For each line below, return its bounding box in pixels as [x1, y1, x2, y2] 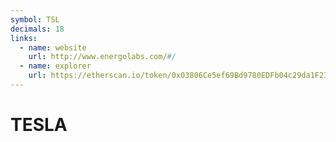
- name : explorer [19, 61, 92, 71]
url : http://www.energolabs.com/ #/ [28, 52, 177, 62]
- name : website [19, 42, 87, 53]
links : [10, 33, 38, 43]
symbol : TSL [10, 14, 60, 25]
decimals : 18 [10, 24, 65, 34]
